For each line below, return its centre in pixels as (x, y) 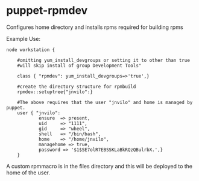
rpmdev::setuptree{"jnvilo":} (55, 92)
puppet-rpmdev (47, 11)
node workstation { (31, 50)
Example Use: (24, 38)
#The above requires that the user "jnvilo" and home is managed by (105, 102)
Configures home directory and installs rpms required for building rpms (95, 27)
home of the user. (28, 173)
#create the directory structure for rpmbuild (77, 87)
